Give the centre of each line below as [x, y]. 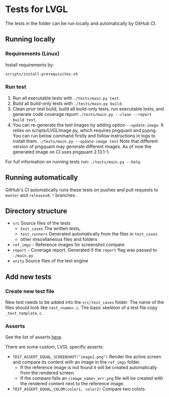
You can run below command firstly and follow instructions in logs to [84, 136]
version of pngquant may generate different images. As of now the [82, 146]
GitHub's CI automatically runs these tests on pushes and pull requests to [82, 190]
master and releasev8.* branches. [41, 195]
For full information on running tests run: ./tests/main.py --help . [73, 162]
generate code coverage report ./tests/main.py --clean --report [82, 114]
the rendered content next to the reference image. [72, 384]
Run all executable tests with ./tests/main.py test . [66, 98]
